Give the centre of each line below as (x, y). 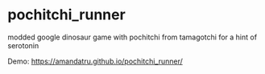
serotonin (23, 45)
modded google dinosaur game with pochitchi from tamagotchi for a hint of (132, 37)
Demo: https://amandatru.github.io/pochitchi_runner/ (95, 61)
